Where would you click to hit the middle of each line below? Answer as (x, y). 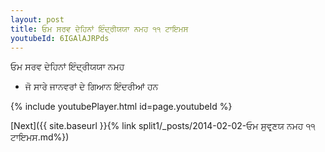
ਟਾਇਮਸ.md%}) (40, 137)
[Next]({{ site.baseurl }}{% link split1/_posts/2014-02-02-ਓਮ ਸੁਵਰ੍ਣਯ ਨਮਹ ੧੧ (163, 126)
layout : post (37, 19)
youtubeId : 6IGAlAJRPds (60, 38)
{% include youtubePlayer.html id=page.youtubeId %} (121, 107)
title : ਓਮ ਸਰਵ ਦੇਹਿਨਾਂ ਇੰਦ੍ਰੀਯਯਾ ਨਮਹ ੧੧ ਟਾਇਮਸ (99, 29)
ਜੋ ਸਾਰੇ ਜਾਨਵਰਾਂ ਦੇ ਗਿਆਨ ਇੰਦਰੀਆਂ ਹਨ (91, 87)
